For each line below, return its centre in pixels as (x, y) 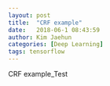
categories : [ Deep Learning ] (56, 45)
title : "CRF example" (45, 23)
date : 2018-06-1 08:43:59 (54, 30)
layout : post (29, 15)
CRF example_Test (38, 74)
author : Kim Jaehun (40, 37)
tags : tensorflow (37, 52)
